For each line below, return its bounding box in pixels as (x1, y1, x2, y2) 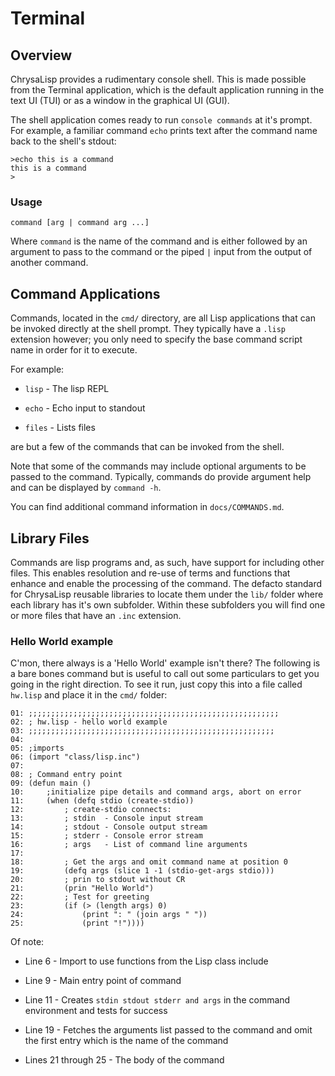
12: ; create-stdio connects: (10, 805, 172, 815)
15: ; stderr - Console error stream (10, 831, 203, 841)
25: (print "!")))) (10, 918, 145, 929)
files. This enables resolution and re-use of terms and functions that (10, 567, 291, 579)
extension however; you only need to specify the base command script (10, 333, 303, 346)
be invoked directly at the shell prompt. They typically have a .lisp (10, 323, 287, 335)
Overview (10, 47, 73, 64)
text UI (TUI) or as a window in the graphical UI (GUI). (10, 95, 230, 106)
